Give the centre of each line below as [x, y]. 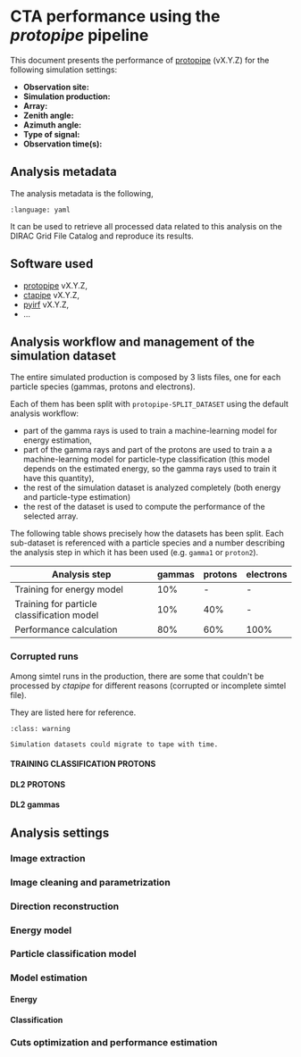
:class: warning [40, 728]
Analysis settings [60, 832]
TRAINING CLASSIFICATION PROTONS [83, 764]
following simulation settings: [64, 70]
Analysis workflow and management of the [133, 341]
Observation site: [56, 87]
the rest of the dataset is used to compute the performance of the [144, 507]
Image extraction [48, 858]
